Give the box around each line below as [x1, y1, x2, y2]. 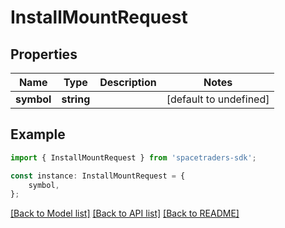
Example [10, 126, 66, 143]
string [61, 92, 91, 106]
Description [99, 76, 157, 89]
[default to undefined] [166, 92, 270, 106]
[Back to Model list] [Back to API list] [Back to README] [10, 207, 240, 220]
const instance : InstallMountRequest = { [10, 171, 186, 181]
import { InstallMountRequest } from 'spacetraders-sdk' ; [10, 152, 257, 163]
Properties [10, 46, 78, 63]
